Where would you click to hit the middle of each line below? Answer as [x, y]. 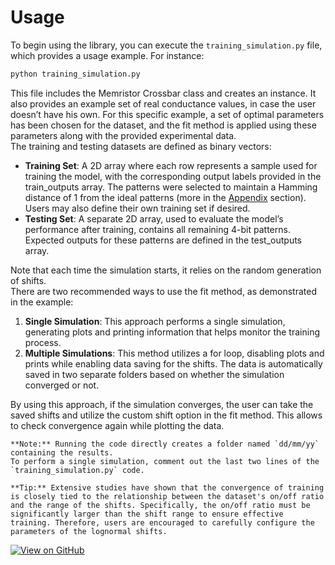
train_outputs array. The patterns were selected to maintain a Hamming [171, 187]
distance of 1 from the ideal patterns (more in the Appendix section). [165, 197]
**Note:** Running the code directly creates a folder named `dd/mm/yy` [165, 444]
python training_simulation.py [75, 74]
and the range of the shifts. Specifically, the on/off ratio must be [160, 505]
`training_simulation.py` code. [77, 470]
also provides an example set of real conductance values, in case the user [163, 103]
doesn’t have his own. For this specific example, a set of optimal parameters [167, 114]
